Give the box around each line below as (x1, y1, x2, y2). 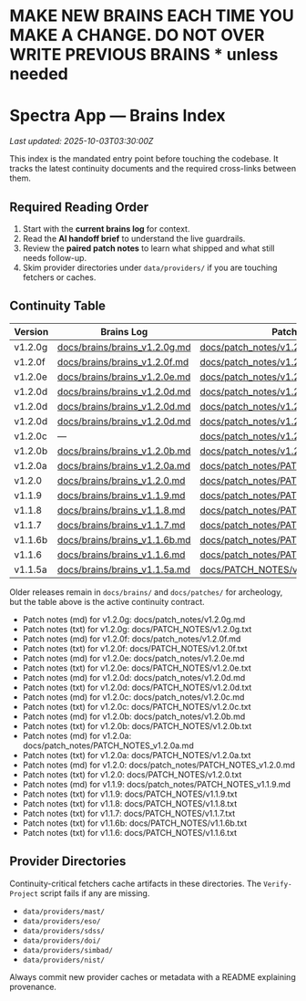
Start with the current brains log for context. (22, 223, 190, 234)
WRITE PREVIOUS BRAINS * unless (9, 45, 279, 65)
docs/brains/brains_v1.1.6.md (57, 548, 186, 561)
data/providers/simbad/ (22, 945, 114, 954)
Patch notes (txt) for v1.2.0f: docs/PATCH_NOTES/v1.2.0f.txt (22, 642, 248, 653)
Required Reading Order (9, 199, 149, 214)
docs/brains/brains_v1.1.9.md (57, 489, 186, 502)
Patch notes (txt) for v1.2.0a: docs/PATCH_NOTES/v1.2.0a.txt (22, 749, 251, 760)
